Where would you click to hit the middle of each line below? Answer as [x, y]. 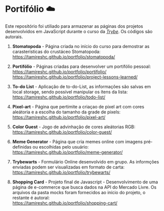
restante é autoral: [31, 198]
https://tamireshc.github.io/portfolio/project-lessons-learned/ [75, 77]
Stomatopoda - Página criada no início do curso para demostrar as [81, 46]
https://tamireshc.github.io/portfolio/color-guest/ [62, 132]
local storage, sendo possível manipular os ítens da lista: [70, 92]
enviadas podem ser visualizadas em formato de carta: [68, 167]
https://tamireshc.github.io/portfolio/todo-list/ [59, 97]
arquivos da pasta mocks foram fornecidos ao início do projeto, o [79, 192]
